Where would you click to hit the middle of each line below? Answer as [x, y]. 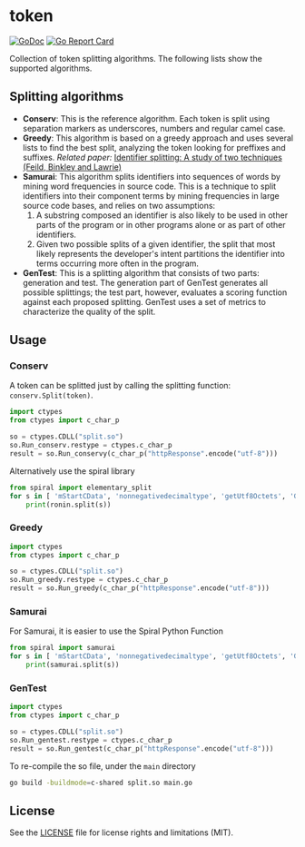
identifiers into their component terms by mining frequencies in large [151, 195]
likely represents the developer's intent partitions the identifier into [161, 253]
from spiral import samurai [63, 648]
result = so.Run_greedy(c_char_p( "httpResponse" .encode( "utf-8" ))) [140, 588]
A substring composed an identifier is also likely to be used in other [162, 215]
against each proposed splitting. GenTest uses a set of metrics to [144, 301]
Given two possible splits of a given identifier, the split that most [156, 244]
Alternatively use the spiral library [72, 471]
